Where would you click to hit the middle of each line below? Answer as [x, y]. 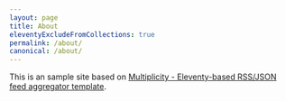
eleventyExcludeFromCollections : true [82, 34]
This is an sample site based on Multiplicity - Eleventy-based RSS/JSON [143, 77]
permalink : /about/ [46, 43]
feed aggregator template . [58, 87]
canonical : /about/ [46, 51]
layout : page [34, 18]
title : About [34, 26]
